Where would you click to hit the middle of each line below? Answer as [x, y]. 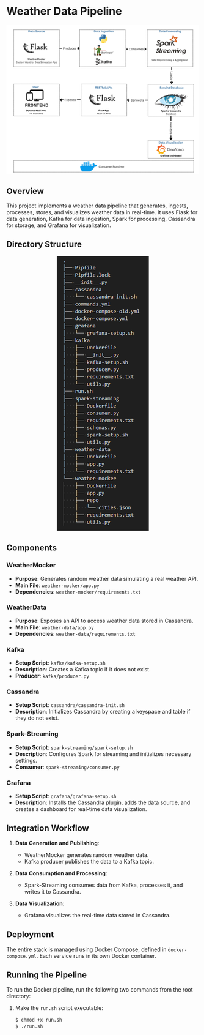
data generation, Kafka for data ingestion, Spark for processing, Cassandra [101, 219]
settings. [26, 760]
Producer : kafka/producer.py [52, 676]
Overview [25, 191]
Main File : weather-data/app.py [54, 627]
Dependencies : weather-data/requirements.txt [75, 633]
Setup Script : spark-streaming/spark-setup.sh [74, 747]
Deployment [30, 935]
